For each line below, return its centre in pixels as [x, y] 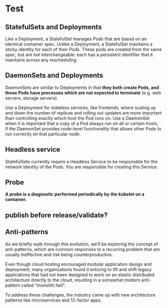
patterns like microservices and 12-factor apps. [53, 300]
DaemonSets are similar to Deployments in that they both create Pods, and [82, 87]
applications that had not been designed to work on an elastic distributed [80, 275]
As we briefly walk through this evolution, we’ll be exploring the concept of [82, 244]
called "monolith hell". [43, 285]
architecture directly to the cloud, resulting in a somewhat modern [73, 280]
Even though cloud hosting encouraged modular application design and [78, 264]
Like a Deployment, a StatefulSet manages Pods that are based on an [76, 39]
